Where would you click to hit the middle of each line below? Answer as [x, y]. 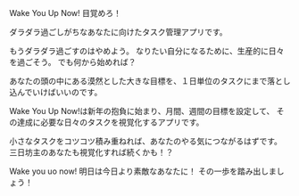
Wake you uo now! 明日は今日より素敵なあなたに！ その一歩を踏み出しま [143, 171]
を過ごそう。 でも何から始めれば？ [73, 62]
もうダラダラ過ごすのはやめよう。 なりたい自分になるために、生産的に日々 [147, 51]
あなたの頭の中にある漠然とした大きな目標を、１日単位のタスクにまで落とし [150, 81]
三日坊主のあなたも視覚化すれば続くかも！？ [91, 152]
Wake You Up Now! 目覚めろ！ [66, 13]
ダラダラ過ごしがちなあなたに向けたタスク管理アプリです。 [118, 32]
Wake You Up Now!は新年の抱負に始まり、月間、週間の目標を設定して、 [142, 111]
